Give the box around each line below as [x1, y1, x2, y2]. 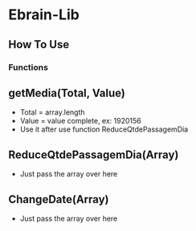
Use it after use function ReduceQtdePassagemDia [19, 124, 189, 134]
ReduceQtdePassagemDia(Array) [8, 148, 179, 161]
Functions [8, 62, 48, 73]
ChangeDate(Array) [8, 192, 109, 206]
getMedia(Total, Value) [8, 86, 126, 99]
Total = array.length [19, 107, 86, 117]
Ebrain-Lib [8, 6, 80, 24]
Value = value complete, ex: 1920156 [19, 116, 142, 126]
